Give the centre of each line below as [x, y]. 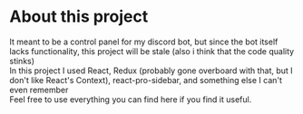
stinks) [22, 61]
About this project [79, 17]
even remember [39, 90]
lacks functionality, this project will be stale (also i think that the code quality [152, 51]
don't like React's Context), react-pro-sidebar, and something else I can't [146, 80]
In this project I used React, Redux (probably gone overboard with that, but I [151, 71]
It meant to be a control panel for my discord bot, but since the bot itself [144, 42]
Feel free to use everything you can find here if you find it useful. [131, 99]
